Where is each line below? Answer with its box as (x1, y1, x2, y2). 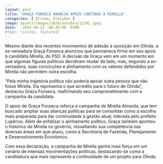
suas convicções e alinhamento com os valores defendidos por (28, 64, 155, 69)
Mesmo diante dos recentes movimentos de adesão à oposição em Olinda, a (5, 43, 159, 49)
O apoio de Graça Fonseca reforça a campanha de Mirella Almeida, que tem (5, 103, 157, 109)
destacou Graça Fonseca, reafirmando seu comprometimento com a (5, 88, 142, 94)
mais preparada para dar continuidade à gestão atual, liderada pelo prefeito (5, 114, 157, 119)
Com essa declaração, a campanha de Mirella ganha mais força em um (5, 144, 147, 149)
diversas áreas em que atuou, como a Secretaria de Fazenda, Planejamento (5, 129, 157, 134)
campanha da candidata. (5, 94, 55, 99)
